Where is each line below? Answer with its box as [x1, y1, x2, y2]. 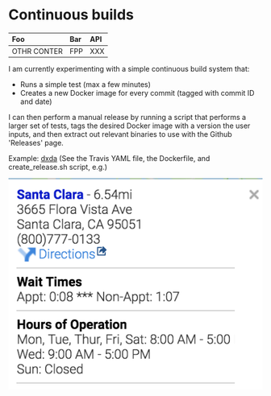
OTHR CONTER [11, 46, 63, 56]
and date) [19, 97, 52, 106]
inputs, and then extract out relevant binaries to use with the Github [8, 130, 232, 139]
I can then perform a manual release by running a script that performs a [8, 113, 247, 122]
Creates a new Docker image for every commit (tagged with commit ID [19, 89, 255, 98]
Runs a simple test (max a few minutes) [19, 80, 152, 89]
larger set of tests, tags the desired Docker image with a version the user [8, 121, 251, 130]
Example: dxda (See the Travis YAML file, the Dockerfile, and [8, 154, 211, 163]
